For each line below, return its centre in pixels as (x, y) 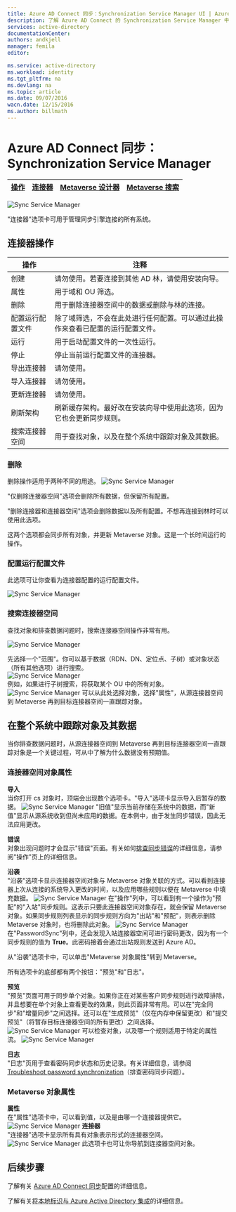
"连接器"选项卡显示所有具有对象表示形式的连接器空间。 (87, 1134)
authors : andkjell (34, 40)
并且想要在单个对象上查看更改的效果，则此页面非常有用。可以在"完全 (107, 1004)
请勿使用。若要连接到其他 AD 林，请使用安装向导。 (139, 278)
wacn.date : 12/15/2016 (40, 105)
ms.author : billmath (38, 112)
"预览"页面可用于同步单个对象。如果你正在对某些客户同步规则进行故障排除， (118, 995)
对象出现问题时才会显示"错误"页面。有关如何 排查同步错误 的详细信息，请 (112, 848)
